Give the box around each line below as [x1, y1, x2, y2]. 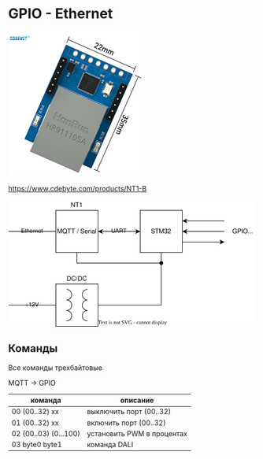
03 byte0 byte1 [11, 440, 62, 450]
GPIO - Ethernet [8, 5, 113, 23]
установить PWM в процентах [86, 428, 187, 438]
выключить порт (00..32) [86, 407, 172, 416]
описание [120, 395, 154, 405]
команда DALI [86, 440, 134, 450]
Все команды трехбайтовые [8, 363, 102, 372]
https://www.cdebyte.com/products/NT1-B [8, 183, 147, 193]
